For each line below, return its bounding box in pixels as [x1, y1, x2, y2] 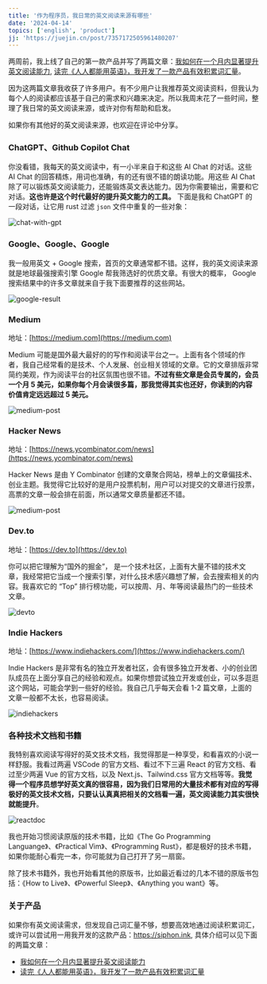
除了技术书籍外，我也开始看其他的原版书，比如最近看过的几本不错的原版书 [8, 869, 252, 878]
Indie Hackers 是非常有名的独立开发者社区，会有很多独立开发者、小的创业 [8, 663, 250, 673]
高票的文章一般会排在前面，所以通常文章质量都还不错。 [8, 490, 189, 500]
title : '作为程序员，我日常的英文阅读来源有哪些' [8, 11, 153, 20]
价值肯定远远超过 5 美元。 [8, 390, 93, 399]
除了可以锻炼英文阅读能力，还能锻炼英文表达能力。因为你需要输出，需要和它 [8, 181, 259, 191]
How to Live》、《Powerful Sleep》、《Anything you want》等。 [25, 878, 223, 888]
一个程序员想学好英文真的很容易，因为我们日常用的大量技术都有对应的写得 [14, 780, 259, 789]
